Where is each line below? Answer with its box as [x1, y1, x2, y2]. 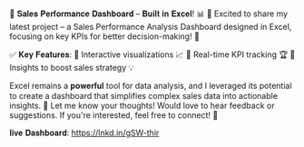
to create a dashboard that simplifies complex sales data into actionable [9, 91, 279, 101]
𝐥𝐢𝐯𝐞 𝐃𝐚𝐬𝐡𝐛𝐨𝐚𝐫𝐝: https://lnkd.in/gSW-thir [9, 127, 160, 138]
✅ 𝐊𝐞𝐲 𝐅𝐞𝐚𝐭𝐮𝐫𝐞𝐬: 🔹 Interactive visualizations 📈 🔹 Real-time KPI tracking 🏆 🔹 [9, 49, 296, 60]
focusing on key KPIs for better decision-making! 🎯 [9, 31, 200, 42]
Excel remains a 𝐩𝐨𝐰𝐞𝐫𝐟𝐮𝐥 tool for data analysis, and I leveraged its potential [9, 81, 292, 91]
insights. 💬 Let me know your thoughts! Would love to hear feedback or [9, 100, 275, 111]
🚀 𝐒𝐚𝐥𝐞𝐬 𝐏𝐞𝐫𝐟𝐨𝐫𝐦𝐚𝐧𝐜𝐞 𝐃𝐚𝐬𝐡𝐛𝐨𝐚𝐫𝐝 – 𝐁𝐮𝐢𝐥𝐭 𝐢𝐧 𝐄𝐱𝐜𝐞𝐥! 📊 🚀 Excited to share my [9, 8, 289, 19]
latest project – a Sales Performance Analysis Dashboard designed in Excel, [9, 22, 292, 32]
